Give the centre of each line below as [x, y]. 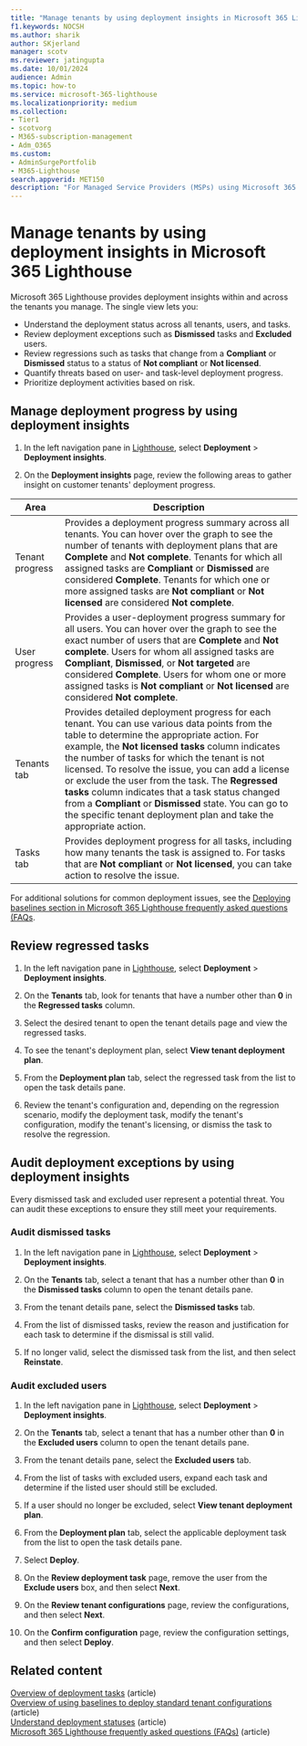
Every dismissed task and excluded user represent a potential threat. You [148, 1199]
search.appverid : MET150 [57, 179]
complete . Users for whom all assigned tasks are [169, 651]
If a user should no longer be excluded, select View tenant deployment [158, 1505]
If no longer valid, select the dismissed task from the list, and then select [159, 1352]
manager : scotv [39, 52]
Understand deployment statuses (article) [88, 1721]
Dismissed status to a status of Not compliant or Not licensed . [143, 363]
